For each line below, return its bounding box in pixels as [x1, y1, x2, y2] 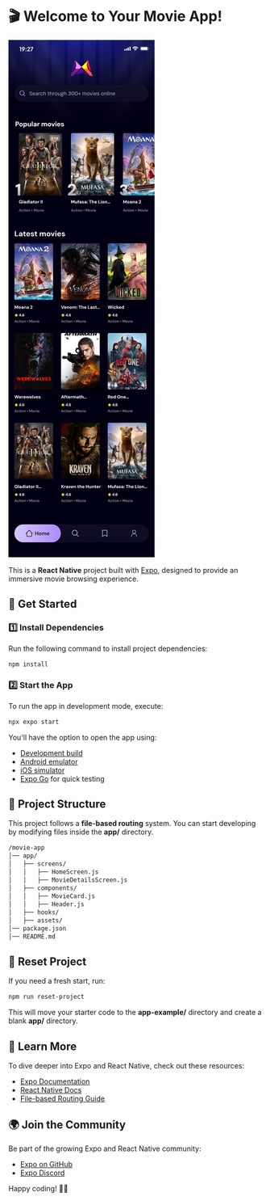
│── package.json [8, 925, 67, 933]
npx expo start [8, 718, 60, 726]
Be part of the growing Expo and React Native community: [8, 1144, 201, 1153]
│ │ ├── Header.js [8, 900, 85, 908]
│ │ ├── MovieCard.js [8, 892, 95, 900]
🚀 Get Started [8, 597, 77, 611]
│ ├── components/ [8, 884, 78, 892]
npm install [8, 660, 48, 668]
